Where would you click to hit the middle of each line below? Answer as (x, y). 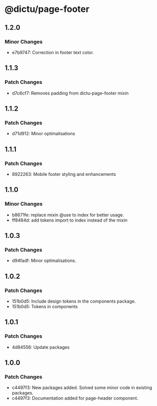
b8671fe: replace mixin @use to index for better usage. (68, 215)
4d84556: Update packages (41, 347)
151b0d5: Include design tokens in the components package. (74, 301)
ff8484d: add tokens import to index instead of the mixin (70, 220)
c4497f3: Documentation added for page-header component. (75, 398)
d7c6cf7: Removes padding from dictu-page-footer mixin (70, 93)
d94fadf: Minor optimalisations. (44, 261)
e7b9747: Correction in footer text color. (53, 52)
